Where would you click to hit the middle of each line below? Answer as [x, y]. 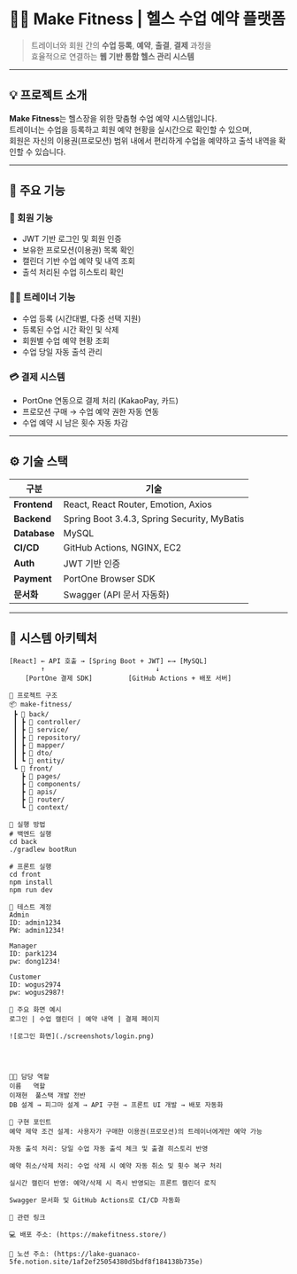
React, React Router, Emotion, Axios [137, 504]
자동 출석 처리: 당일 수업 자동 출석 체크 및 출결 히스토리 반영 [109, 1149]
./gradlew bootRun [43, 849]
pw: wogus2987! [37, 992]
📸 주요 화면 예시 [35, 1009]
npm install [31, 882]
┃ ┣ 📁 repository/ [47, 738]
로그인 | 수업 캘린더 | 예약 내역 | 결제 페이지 [84, 1019]
